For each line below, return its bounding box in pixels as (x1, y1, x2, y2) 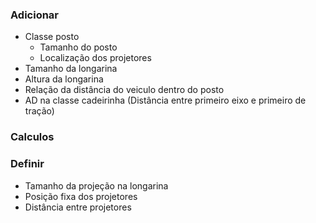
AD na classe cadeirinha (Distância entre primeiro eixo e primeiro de (24, 94, 307, 107)
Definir (10, 157, 45, 171)
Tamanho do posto (39, 41, 118, 53)
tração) (24, 105, 55, 117)
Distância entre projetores (24, 201, 132, 213)
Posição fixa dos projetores (24, 190, 138, 202)
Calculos (10, 130, 55, 144)
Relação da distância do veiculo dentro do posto (24, 84, 225, 96)
